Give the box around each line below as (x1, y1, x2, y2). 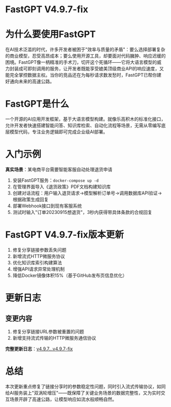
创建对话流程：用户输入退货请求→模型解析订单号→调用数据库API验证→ (12, 190, 162, 196)
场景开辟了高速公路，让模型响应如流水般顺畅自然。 (9, 396, 117, 402)
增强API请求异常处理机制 (12, 266, 65, 272)
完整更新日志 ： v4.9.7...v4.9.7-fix (5, 346, 73, 352)
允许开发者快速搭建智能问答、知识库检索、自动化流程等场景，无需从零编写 (5, 123, 161, 129)
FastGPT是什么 (5, 98, 70, 110)
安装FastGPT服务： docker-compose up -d (12, 177, 99, 183)
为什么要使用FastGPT (5, 29, 96, 40)
